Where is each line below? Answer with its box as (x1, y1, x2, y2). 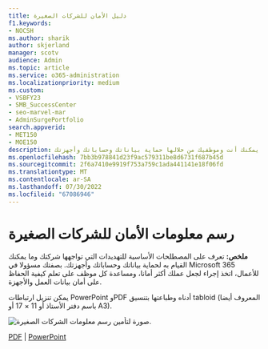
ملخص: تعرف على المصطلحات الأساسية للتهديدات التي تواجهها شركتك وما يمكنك (8, 251, 248, 261)
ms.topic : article (8, 64, 70, 72)
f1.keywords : (8, 19, 52, 27)
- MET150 (8, 130, 38, 138)
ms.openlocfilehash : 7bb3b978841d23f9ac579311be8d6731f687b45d (8, 153, 224, 161)
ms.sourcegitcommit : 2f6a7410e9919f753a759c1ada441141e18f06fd (8, 161, 224, 169)
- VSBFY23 (8, 94, 42, 102)
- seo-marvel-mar (8, 109, 66, 117)
